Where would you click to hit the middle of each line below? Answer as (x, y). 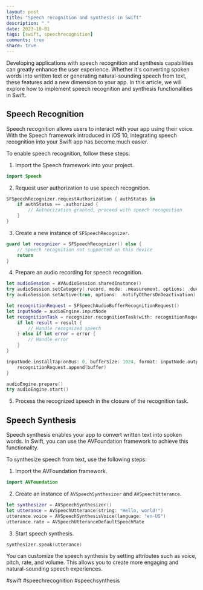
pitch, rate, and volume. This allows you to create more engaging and (92, 562)
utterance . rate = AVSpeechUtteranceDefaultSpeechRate (76, 522)
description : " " (28, 23)
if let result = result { (50, 323)
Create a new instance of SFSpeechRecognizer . (72, 233)
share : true (21, 46)
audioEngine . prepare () (35, 384)
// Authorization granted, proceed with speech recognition (105, 210)
